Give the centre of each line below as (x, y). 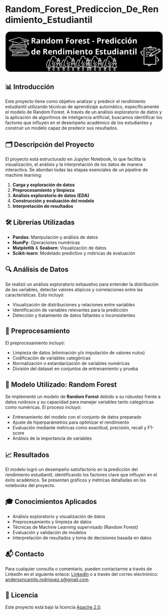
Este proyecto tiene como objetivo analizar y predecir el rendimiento (75, 101)
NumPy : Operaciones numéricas (46, 242)
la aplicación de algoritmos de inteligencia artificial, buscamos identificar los (84, 117)
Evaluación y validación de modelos (49, 532)
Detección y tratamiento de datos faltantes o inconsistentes (74, 315)
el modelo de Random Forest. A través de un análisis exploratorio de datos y (84, 112)
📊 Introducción (30, 87)
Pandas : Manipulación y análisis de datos (55, 237)
